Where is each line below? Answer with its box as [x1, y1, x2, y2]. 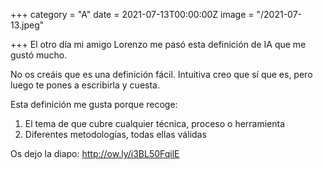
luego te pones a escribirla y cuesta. [10, 79, 160, 91]
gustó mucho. [10, 49, 68, 61]
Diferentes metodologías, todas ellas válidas [24, 129, 207, 140]
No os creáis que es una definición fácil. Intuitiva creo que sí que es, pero [10, 69, 313, 80]
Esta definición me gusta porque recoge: [10, 99, 178, 110]
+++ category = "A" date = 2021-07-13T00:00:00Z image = [10, 9, 255, 20]
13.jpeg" [10, 19, 45, 31]
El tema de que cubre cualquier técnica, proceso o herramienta [24, 118, 286, 129]
